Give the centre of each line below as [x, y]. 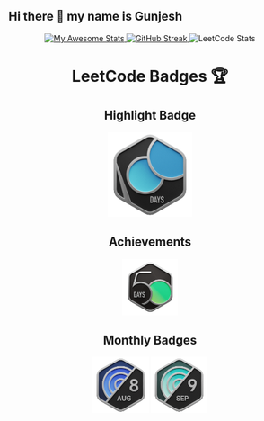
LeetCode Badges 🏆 [150, 76]
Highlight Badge [150, 116]
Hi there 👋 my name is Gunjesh [96, 17]
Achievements [150, 242]
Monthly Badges [150, 340]
